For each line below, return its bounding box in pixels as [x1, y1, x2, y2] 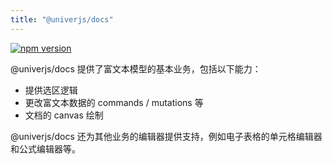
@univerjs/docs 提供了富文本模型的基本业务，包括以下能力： [10, 62, 262, 75]
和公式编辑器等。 [10, 142, 81, 155]
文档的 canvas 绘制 [24, 109, 104, 121]
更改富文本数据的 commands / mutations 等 [24, 96, 204, 108]
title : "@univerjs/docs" [10, 14, 114, 25]
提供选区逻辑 [24, 84, 78, 96]
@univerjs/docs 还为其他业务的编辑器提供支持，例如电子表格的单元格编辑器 [10, 130, 323, 142]
